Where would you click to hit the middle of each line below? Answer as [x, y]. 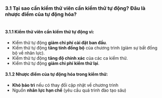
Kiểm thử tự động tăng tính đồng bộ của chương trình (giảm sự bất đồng [85, 48]
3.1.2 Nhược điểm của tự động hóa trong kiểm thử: [56, 74]
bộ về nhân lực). [28, 53]
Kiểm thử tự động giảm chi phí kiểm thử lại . [56, 63]
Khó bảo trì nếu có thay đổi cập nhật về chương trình [65, 85]
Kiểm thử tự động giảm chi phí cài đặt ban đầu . [60, 42]
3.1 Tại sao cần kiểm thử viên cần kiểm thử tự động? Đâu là [75, 8]
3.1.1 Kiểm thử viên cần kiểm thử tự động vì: [50, 32]
